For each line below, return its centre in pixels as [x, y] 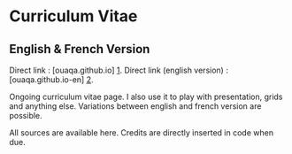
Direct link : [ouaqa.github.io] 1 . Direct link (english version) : [119, 70]
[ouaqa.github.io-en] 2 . [51, 80]
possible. [26, 115]
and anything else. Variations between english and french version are [135, 106]
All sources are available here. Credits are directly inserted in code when [142, 133]
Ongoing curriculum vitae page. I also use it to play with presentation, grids [146, 96]
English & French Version [80, 49]
